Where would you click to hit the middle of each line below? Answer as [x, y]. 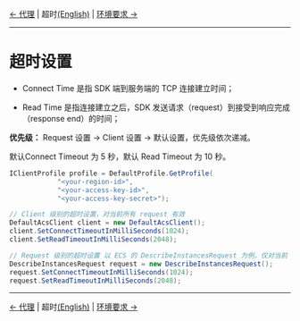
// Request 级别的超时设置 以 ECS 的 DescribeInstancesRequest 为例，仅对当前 [149, 255]
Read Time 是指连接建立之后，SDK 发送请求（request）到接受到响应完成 [156, 107]
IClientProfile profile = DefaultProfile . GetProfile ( [112, 173]
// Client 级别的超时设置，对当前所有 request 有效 [97, 215]
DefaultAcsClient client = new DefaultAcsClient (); [107, 223]
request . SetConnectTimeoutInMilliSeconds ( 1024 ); [101, 272]
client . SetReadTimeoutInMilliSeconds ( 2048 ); [93, 240]
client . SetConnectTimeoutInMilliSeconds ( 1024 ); [100, 232]
